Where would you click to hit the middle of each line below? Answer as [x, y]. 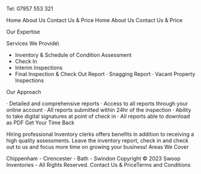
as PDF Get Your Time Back [40, 123]
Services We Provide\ [33, 43]
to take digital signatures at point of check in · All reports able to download [98, 116]
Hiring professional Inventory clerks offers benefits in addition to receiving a [100, 134]
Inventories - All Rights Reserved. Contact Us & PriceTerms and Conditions [98, 165]
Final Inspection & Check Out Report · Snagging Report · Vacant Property [105, 74]
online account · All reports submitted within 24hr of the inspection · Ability [99, 110]
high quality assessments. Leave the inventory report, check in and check [97, 141]
